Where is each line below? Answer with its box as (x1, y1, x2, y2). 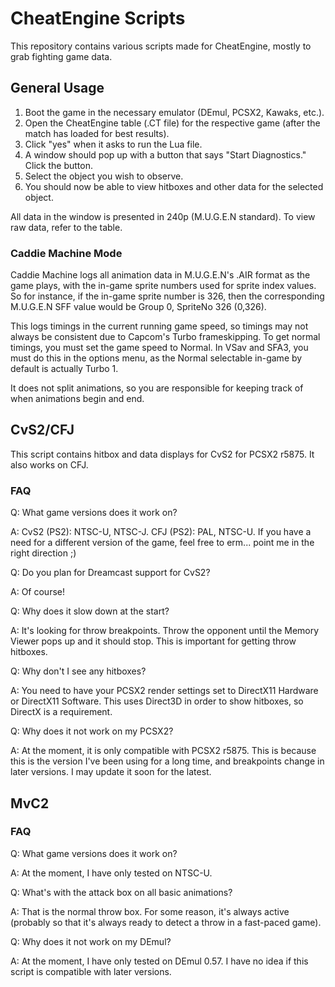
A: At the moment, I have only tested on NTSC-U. (10, 867, 213, 879)
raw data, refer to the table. (10, 221, 123, 233)
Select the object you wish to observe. (24, 170, 184, 182)
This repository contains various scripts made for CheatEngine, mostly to (10, 40, 312, 52)
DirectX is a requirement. (10, 706, 113, 718)
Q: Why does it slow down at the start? (10, 605, 170, 617)
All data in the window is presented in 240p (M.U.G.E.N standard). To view (10, 210, 316, 222)
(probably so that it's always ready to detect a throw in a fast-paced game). (10, 916, 322, 928)
